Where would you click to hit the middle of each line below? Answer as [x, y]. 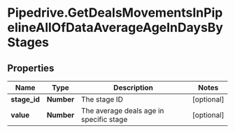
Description [133, 87]
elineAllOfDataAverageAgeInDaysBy [115, 28]
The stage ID [102, 99]
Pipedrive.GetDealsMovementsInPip [115, 13]
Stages [28, 42]
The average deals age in [123, 111]
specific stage [105, 119]
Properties [31, 68]
